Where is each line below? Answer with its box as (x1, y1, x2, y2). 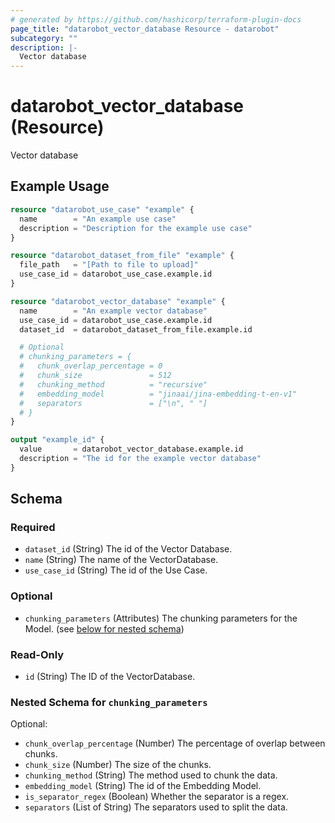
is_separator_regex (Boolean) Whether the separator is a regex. (24, 791, 290, 803)
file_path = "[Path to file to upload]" (19, 260, 199, 270)
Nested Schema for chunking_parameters (10, 695, 208, 709)
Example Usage (10, 178, 110, 195)
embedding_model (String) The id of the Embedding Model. (24, 780, 262, 792)
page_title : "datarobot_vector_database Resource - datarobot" (10, 24, 280, 34)
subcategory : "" (10, 33, 78, 43)
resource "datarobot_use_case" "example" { (10, 204, 195, 215)
